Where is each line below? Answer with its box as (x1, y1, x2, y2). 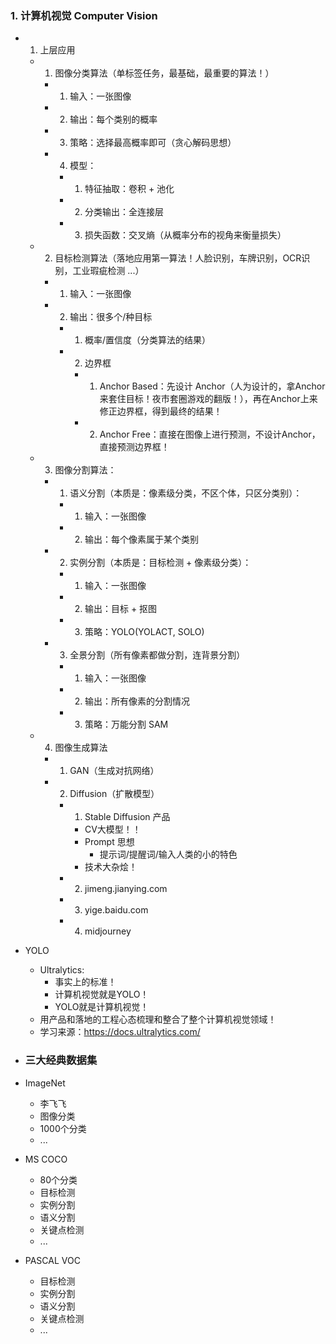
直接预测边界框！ (99, 441, 170, 453)
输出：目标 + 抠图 (84, 603, 158, 615)
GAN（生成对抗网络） (69, 765, 160, 777)
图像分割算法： (54, 464, 117, 476)
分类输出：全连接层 (84, 206, 164, 218)
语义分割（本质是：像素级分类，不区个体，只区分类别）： (69, 487, 303, 499)
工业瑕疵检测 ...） (72, 265, 145, 277)
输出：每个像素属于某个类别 (84, 533, 199, 546)
